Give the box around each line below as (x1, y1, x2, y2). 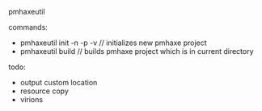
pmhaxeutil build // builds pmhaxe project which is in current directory (19, 47, 254, 55)
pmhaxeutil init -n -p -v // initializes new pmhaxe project (19, 38, 208, 47)
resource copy (19, 86, 69, 96)
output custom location (19, 78, 98, 87)
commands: (8, 23, 49, 31)
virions (19, 95, 43, 104)
